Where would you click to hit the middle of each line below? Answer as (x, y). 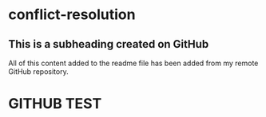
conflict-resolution (72, 15)
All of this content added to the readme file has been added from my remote (133, 63)
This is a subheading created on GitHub (109, 44)
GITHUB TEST (55, 104)
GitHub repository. (39, 72)
